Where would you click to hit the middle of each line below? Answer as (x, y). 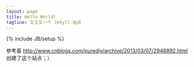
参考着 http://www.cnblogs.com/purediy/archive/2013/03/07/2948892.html (97, 51)
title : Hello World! (31, 17)
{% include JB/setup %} (35, 39)
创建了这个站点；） (29, 58)
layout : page (22, 11)
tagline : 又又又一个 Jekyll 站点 (44, 22)
